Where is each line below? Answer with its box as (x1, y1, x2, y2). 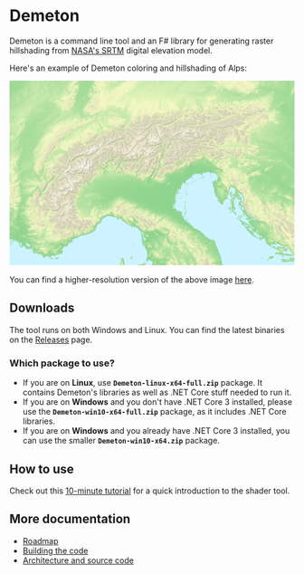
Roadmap (22, 535, 59, 546)
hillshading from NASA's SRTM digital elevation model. (9, 44, 213, 55)
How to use (9, 461, 74, 476)
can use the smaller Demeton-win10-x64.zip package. (22, 435, 220, 446)
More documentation (9, 512, 131, 527)
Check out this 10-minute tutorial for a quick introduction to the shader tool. (9, 485, 290, 496)
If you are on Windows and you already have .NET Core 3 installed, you (22, 426, 290, 436)
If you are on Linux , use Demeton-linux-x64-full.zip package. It (22, 378, 262, 388)
